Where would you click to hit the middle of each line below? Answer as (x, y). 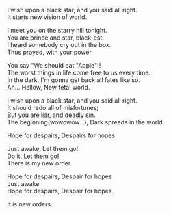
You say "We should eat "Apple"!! (54, 65)
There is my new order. (40, 163)
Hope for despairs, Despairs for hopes (61, 135)
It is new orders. (30, 204)
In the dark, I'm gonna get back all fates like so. (74, 80)
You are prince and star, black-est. (56, 38)
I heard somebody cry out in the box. (59, 45)
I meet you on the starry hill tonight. (57, 30)
